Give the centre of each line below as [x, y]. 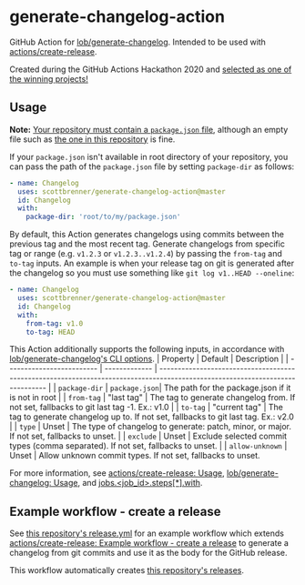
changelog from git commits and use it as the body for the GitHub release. [149, 553]
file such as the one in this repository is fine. [92, 139]
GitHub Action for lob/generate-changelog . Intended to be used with [138, 42]
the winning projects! [49, 78]
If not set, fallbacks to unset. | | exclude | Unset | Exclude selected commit [148, 436]
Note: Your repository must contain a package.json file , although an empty [149, 129]
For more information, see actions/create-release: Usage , [117, 473]
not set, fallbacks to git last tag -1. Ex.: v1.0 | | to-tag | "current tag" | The [147, 408]
